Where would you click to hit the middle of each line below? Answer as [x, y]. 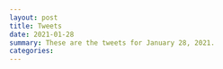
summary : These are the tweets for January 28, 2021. [112, 43]
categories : [31, 51]
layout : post [34, 17]
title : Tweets [36, 26]
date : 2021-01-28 [42, 34]
